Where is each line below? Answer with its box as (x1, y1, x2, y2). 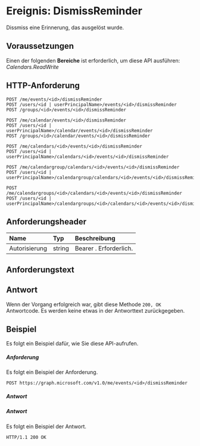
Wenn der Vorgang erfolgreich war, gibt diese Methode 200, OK (6, 301, 162, 308)
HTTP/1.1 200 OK (6, 434, 46, 440)
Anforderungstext (6, 264, 74, 275)
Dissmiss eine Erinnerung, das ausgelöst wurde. (6, 24, 124, 31)
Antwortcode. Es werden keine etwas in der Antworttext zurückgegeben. (6, 307, 185, 314)
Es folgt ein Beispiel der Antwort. (6, 423, 87, 430)
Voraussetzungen (6, 41, 74, 51)
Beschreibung (74, 234, 116, 242)
